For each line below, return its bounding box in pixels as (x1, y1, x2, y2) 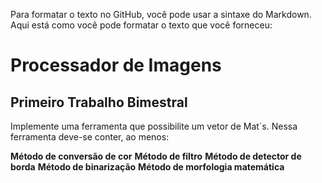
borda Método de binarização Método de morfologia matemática (10, 161, 285, 173)
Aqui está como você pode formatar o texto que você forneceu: (10, 19, 273, 31)
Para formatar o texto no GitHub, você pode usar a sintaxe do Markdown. (10, 9, 312, 20)
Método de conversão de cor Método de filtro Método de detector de (10, 150, 302, 162)
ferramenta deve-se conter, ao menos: (10, 131, 170, 143)
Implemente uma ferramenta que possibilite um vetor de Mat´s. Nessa (10, 120, 298, 132)
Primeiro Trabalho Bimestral (10, 94, 188, 111)
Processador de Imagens (10, 54, 222, 77)
